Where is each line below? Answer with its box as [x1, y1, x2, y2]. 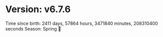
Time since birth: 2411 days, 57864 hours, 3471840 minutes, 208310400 [5, 20, 158, 26]
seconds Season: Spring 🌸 [5, 25, 62, 31]
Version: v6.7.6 [5, 4, 71, 15]
